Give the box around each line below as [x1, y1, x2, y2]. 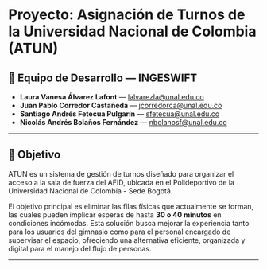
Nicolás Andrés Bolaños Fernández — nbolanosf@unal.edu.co [19, 118, 228, 127]
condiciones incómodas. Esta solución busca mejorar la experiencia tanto [8, 218, 250, 228]
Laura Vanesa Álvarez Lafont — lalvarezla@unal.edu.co [19, 92, 204, 101]
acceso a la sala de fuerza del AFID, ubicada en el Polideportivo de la [8, 177, 234, 187]
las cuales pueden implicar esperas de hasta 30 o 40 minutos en [8, 209, 222, 220]
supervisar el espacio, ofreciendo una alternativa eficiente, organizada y [8, 235, 246, 244]
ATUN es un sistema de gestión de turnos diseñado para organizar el [8, 169, 234, 178]
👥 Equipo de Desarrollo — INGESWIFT [8, 71, 197, 84]
